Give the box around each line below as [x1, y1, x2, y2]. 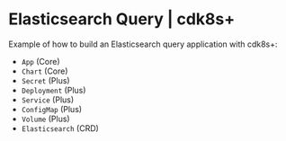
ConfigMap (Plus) [21, 103, 83, 114]
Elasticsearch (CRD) [21, 122, 100, 134]
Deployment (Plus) [21, 84, 86, 95]
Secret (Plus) [21, 75, 70, 85]
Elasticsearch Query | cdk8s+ [8, 9, 236, 30]
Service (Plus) [21, 94, 75, 105]
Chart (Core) [21, 66, 68, 76]
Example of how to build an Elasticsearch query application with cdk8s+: [8, 39, 278, 49]
